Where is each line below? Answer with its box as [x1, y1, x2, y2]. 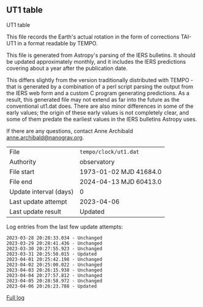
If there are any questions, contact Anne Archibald [6, 127, 133, 134]
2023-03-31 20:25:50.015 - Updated [6, 251, 97, 257]
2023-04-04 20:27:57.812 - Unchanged [6, 272, 103, 278]
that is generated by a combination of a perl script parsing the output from [6, 83, 194, 90]
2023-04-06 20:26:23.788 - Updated [6, 283, 97, 289]
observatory [79, 157, 115, 166]
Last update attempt [9, 197, 67, 206]
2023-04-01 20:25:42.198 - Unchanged [6, 256, 103, 262]
